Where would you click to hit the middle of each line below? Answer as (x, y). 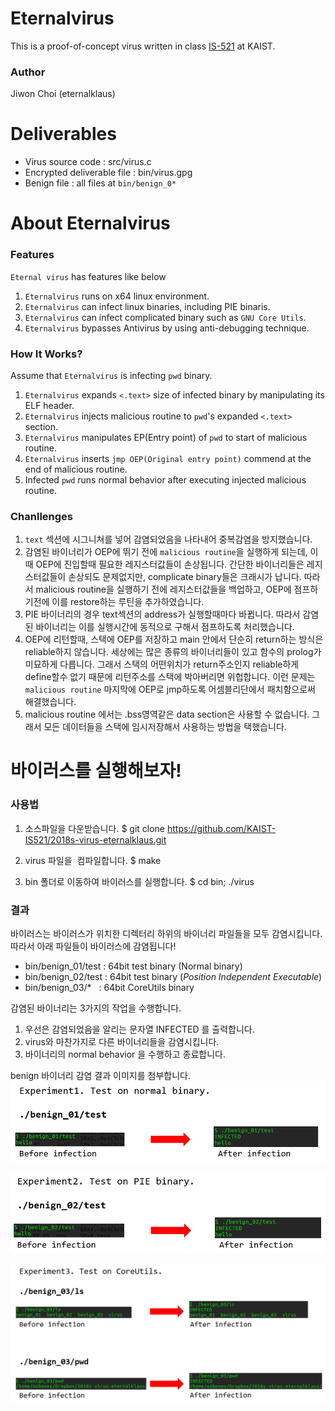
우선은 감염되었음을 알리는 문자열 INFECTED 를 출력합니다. (139, 1029)
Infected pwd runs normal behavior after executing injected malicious (165, 479)
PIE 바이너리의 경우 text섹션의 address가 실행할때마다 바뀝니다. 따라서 (162, 614)
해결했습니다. (50, 702)
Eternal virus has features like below (88, 276)
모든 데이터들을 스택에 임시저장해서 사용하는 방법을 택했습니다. (165, 727)
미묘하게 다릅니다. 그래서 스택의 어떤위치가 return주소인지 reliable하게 (162, 664)
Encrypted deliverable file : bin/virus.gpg (108, 173)
